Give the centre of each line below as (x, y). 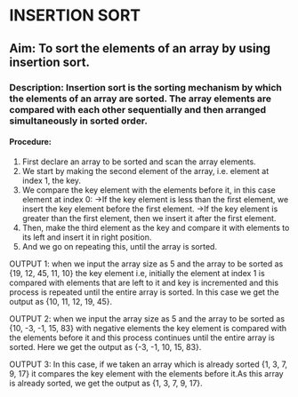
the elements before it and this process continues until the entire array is (142, 337)
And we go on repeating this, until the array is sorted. (120, 246)
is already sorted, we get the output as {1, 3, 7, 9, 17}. (106, 383)
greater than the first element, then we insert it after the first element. (149, 218)
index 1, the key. (52, 180)
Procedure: (30, 142)
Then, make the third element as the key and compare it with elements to (156, 227)
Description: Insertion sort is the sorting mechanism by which (145, 87)
